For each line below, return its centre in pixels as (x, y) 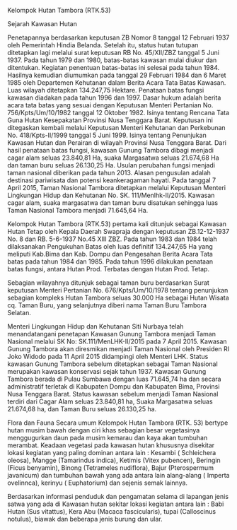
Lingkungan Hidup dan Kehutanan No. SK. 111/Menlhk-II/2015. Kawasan (111, 195)
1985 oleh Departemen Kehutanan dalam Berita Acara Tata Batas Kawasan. (117, 83)
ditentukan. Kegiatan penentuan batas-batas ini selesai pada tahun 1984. (114, 67)
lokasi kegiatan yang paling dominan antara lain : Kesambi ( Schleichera (112, 453)
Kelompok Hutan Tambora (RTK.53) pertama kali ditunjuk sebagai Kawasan (117, 224)
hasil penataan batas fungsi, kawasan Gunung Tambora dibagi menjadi (111, 150)
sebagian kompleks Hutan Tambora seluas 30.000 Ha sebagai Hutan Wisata (118, 298)
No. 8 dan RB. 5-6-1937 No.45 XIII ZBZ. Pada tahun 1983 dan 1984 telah (112, 239)
